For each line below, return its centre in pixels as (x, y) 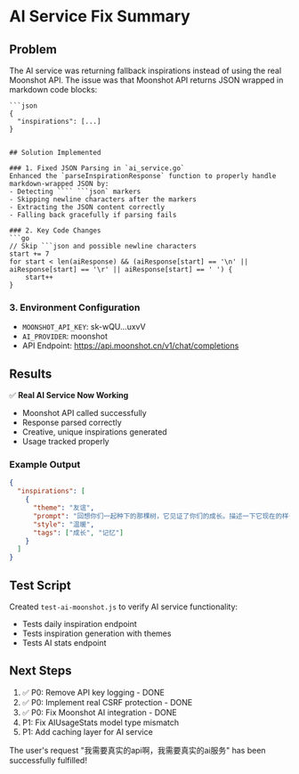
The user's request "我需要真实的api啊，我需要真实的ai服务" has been (137, 750)
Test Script (40, 585)
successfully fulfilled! (48, 760)
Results (31, 374)
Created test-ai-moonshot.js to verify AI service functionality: (124, 607)
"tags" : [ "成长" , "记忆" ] (78, 533)
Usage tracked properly (65, 442)
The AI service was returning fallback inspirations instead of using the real (145, 70)
